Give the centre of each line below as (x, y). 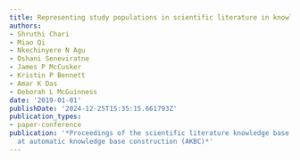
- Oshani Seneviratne (50, 59)
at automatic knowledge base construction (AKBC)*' (116, 141)
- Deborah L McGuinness (54, 92)
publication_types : (46, 116)
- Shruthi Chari (39, 34)
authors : (25, 26)
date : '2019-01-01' (46, 100)
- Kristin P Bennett (48, 76)
